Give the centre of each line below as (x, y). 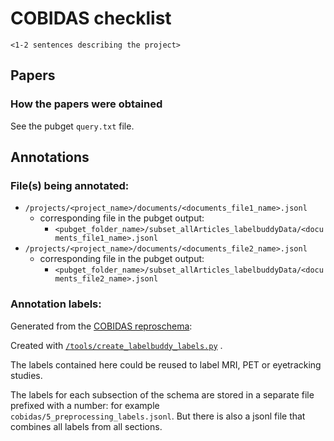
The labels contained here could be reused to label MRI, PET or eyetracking (166, 364)
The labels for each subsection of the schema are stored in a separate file (162, 394)
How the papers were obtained (86, 104)
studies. (26, 375)
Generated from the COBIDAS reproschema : (101, 326)
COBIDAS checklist (91, 18)
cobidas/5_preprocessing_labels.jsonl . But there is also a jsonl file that (158, 416)
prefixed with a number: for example (85, 405)
